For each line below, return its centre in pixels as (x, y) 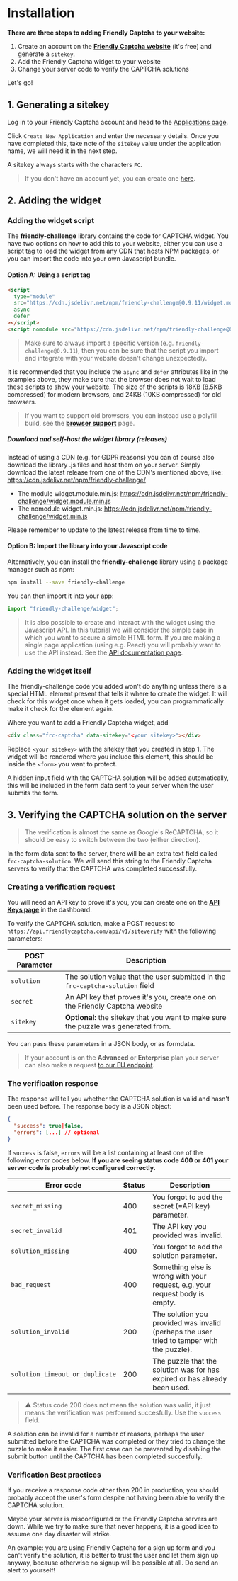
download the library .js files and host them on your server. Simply (104, 465)
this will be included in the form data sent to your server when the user (110, 785)
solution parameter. (185, 1255)
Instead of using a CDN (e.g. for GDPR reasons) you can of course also (111, 457)
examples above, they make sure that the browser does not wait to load (112, 379)
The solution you (180, 1314)
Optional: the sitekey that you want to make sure (146, 1017)
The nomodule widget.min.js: (60, 509)
